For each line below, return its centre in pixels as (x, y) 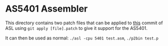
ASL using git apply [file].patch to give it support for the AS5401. (76, 28)
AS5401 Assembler (47, 9)
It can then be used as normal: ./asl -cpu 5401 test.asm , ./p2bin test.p (82, 38)
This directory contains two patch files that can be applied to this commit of (84, 23)
